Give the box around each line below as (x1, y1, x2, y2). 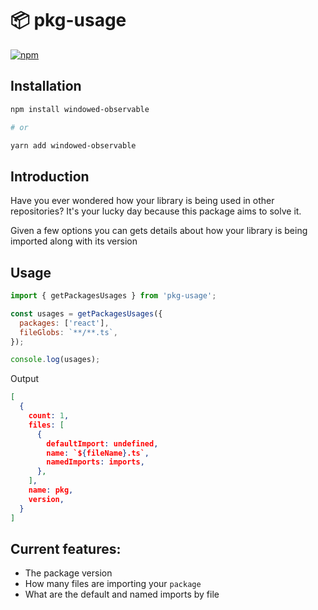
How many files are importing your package (24, 578, 202, 590)
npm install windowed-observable (10, 104, 150, 114)
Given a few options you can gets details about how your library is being (10, 225, 308, 237)
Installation (10, 78, 82, 95)
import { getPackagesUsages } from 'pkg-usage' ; (10, 291, 217, 301)
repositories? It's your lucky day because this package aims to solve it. (10, 205, 302, 217)
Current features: (10, 540, 122, 557)
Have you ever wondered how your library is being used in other (10, 195, 275, 207)
